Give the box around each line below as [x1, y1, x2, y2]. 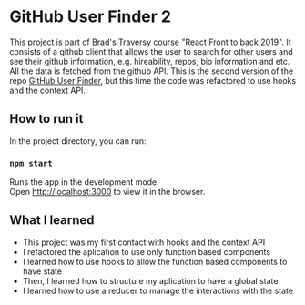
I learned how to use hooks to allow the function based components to [22, 256, 288, 267]
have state [22, 266, 62, 277]
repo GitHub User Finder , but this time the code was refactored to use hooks [9, 75, 297, 86]
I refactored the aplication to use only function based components [22, 246, 271, 257]
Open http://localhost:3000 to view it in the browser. [9, 187, 206, 198]
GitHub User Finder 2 [9, 6, 171, 27]
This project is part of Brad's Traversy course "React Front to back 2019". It [9, 36, 291, 47]
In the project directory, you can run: [9, 135, 147, 147]
